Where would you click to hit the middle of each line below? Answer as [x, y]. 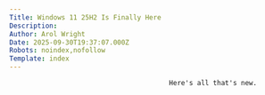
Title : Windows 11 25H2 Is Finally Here [86, 17]
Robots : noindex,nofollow [57, 51]
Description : [33, 26]
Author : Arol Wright [48, 34]
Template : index [39, 59]
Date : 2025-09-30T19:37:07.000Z [69, 42]
